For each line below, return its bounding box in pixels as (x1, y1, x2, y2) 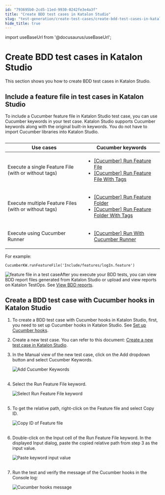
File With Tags (94, 176, 127, 182)
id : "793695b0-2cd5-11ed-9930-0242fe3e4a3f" (5, 7, 98, 12)
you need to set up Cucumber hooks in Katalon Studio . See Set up (12, 322, 146, 328)
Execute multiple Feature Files (7, 200, 77, 206)
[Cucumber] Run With (94, 230, 144, 236)
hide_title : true (5, 21, 41, 26)
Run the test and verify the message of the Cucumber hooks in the (12, 469, 147, 475)
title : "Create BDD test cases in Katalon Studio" (5, 12, 111, 17)
